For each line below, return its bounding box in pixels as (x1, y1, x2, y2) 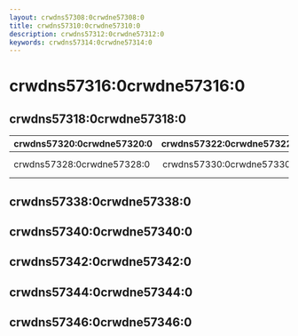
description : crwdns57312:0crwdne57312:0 (9, 29, 165, 38)
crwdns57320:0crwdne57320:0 (13, 138, 153, 150)
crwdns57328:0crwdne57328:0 (13, 158, 151, 171)
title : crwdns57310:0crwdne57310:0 (9, 21, 141, 30)
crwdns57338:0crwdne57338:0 (9, 194, 192, 209)
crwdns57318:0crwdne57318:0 (9, 111, 186, 126)
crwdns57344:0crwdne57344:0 (9, 284, 193, 300)
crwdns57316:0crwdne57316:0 (9, 76, 246, 96)
